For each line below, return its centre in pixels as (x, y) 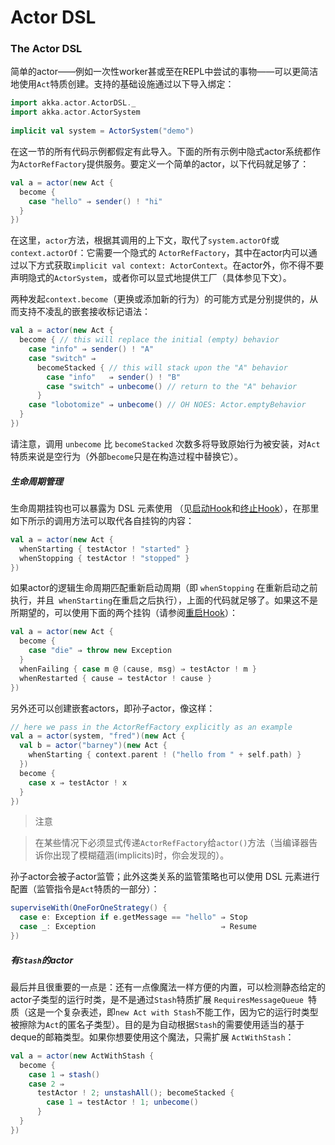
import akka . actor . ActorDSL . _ (73, 103)
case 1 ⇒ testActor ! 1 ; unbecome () (122, 1102)
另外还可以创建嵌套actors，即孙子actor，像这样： (113, 708)
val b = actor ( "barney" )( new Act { (93, 746)
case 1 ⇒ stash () (64, 1074)
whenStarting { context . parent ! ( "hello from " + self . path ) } (165, 755)
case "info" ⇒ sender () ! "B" (114, 377)
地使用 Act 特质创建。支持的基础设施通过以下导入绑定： (122, 84)
